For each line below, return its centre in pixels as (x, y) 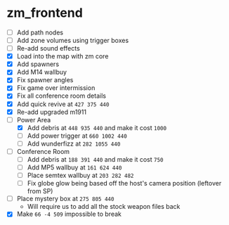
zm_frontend (45, 13)
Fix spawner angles (45, 80)
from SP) (40, 191)
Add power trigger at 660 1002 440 (77, 136)
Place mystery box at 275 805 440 (65, 199)
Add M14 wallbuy (42, 72)
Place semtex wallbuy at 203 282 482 (80, 175)
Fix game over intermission (56, 88)
